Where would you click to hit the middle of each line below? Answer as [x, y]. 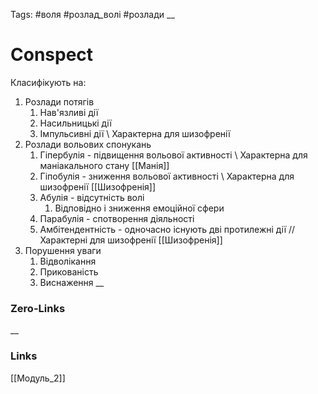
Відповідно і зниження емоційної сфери [139, 208]
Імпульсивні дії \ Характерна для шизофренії [135, 133]
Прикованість [69, 271]
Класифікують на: [48, 82]
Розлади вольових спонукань [88, 144]
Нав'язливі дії [69, 112]
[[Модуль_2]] [38, 378]
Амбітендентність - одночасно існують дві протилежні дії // [167, 229]
